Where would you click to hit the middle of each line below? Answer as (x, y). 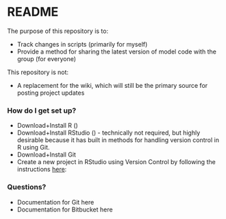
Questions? (27, 187)
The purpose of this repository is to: (58, 31)
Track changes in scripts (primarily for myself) (82, 44)
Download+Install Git (47, 154)
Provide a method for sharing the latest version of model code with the (117, 51)
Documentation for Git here (55, 202)
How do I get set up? (42, 111)
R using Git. (33, 148)
